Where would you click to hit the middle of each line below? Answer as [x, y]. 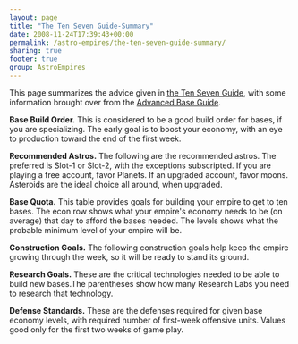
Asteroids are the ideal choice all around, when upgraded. [116, 184]
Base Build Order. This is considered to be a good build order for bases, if [146, 119]
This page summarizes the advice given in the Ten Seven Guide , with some [148, 92]
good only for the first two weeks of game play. [96, 329]
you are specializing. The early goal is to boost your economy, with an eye [146, 129]
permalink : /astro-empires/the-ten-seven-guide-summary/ [118, 42]
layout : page [34, 17]
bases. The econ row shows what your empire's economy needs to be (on [146, 211]
